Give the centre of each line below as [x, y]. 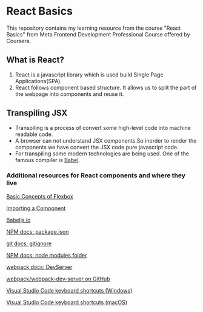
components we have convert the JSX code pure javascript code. [97, 147]
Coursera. [19, 41]
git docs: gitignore [29, 243]
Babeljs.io [18, 220]
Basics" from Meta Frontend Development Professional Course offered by [98, 34]
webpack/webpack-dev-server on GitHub [58, 279]
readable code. [34, 134]
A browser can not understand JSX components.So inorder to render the [106, 140]
